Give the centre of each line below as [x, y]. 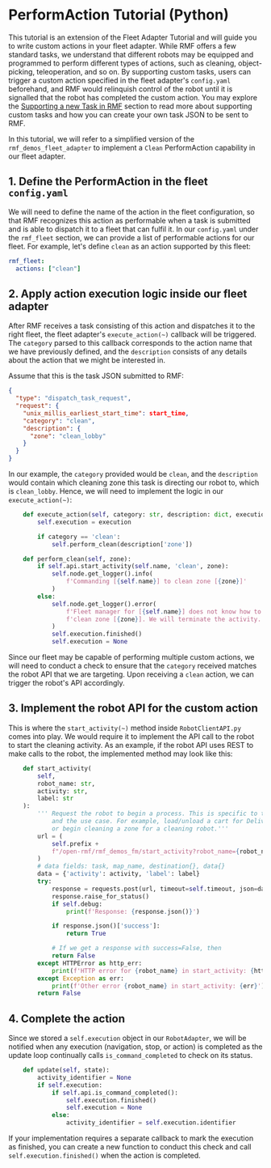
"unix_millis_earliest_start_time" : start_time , [106, 413]
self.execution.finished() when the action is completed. [105, 1156]
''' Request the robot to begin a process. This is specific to [148, 814]
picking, [21, 71]
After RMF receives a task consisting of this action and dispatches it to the [132, 326]
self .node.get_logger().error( [104, 604]
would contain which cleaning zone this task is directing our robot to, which [134, 482]
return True [86, 934]
